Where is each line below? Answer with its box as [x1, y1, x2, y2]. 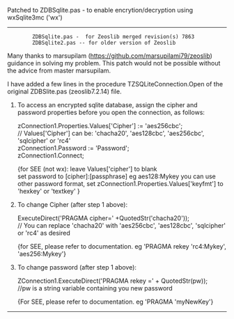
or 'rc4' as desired [17, 229, 71, 237]
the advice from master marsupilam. [7, 66, 111, 75]
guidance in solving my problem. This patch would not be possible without [7, 59, 221, 67]
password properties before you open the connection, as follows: [17, 108, 205, 116]
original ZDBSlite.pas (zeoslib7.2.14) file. [7, 87, 122, 95]
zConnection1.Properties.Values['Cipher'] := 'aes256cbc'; [17, 122, 183, 130]
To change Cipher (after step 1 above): [17, 201, 127, 208]
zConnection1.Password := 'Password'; [17, 144, 130, 152]
